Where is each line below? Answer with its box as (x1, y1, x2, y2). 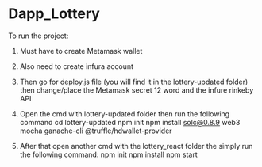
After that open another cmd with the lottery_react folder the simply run (19, 141, 253, 150)
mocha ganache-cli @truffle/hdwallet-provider (19, 126, 172, 135)
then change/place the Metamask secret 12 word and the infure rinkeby (19, 85, 254, 95)
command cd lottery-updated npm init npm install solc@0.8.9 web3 (19, 117, 241, 127)
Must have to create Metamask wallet (19, 46, 143, 55)
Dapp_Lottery (8, 5, 101, 23)
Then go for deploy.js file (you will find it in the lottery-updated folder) (19, 77, 249, 86)
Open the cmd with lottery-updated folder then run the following (19, 108, 230, 119)
